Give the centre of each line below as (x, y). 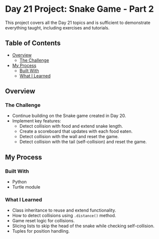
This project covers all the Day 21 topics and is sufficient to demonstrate (78, 23)
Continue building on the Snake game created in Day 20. (69, 116)
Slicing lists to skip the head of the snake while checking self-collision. (83, 226)
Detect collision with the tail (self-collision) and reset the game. (83, 142)
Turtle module (26, 187)
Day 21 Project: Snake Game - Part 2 (79, 9)
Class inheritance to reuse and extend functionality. (64, 210)
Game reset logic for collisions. (43, 221)
